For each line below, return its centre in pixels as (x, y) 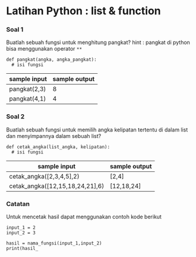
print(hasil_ (22, 249)
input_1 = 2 (21, 228)
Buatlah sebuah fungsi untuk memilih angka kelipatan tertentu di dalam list (97, 130)
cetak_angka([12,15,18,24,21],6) (57, 186)
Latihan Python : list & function (84, 11)
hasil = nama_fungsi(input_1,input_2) (54, 243)
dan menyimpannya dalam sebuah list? (54, 136)
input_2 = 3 (21, 233)
